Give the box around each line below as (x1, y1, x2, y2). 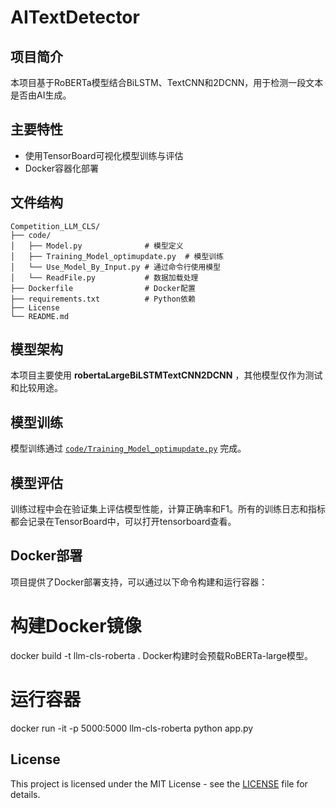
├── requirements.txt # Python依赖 (10, 294, 196, 304)
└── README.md (10, 311, 70, 321)
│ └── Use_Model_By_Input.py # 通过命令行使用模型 (10, 262, 222, 272)
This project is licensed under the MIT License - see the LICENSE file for (10, 777, 308, 790)
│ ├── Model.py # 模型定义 (10, 241, 184, 251)
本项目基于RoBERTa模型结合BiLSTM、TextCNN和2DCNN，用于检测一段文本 (10, 77, 324, 88)
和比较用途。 (10, 382, 63, 394)
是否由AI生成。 (10, 89, 72, 101)
